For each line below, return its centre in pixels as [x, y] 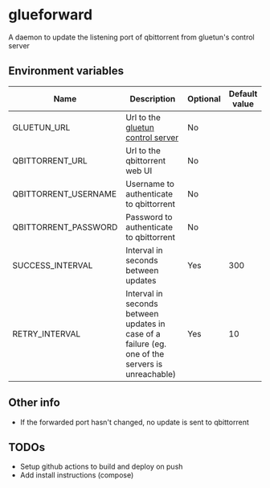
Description [153, 98]
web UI [139, 171]
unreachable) [151, 374]
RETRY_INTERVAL [47, 333]
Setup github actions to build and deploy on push [101, 467]
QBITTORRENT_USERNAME [65, 193]
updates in [145, 324]
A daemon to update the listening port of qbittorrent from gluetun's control [131, 37]
